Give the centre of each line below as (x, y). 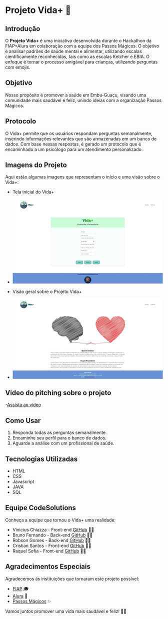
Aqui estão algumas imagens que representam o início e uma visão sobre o (82, 177)
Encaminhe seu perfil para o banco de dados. (59, 438)
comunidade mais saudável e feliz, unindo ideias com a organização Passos (83, 100)
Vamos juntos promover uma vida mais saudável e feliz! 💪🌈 (66, 611)
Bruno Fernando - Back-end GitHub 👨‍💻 (52, 535)
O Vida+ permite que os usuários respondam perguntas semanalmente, (79, 133)
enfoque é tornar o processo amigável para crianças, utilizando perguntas (81, 62)
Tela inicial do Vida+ (33, 192)
